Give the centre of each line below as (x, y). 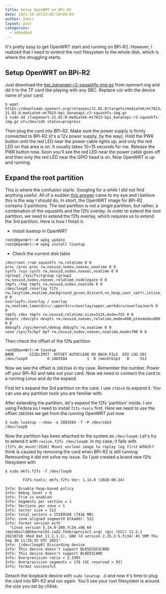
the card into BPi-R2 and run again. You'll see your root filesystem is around (82, 581)
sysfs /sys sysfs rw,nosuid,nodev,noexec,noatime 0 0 (62, 271)
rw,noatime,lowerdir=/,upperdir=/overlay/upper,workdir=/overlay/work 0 (82, 306)
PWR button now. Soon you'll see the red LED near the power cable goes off (83, 152)
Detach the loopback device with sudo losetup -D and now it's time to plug (82, 575)
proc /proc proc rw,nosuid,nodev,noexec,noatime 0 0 (61, 267)
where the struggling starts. (33, 57)
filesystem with (21, 462)
